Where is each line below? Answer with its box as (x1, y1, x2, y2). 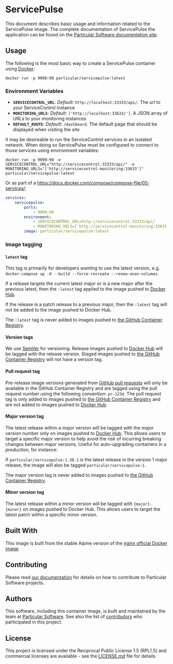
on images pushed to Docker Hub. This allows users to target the (23, 506, 161, 512)
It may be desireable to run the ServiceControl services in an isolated (5, 136, 152, 142)
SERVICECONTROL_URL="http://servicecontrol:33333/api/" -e (5, 162, 135, 167)
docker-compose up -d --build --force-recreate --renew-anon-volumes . (5, 271, 159, 277)
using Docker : (5, 65, 35, 71)
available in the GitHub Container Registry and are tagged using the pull (5, 385, 158, 391)
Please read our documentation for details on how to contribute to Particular (5, 574, 167, 580)
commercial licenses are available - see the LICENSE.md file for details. (5, 653, 157, 659)
